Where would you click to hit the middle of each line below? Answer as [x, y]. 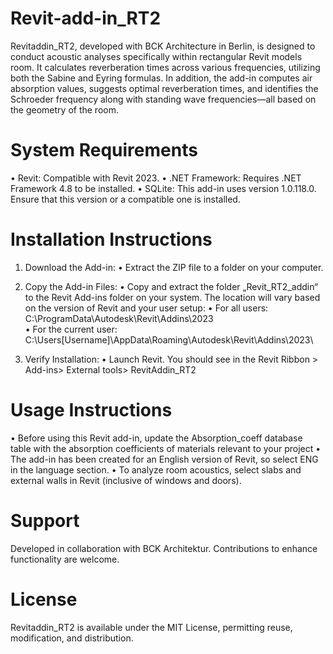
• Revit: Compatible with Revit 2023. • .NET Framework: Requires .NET [156, 178]
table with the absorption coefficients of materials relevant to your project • [166, 448]
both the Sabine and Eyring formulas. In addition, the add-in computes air [161, 78]
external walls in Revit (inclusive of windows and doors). [126, 480]
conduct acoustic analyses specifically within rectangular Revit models [156, 56]
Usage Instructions [91, 410]
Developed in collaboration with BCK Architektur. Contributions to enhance [164, 548]
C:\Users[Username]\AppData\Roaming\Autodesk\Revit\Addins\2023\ [169, 339]
